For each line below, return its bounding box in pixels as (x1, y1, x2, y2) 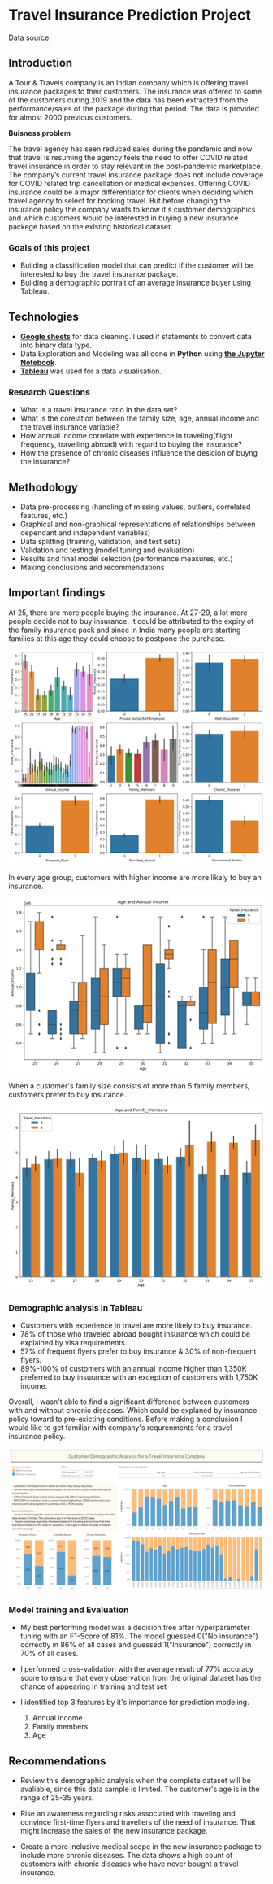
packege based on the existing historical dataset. (8, 221, 173, 231)
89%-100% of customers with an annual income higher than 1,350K (19, 1364, 247, 1374)
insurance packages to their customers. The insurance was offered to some (8, 86, 262, 96)
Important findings (8, 586, 106, 600)
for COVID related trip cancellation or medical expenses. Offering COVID (8, 178, 250, 188)
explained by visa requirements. (19, 1338, 128, 1348)
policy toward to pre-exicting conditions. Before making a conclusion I (8, 1414, 243, 1424)
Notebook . (19, 357, 57, 367)
